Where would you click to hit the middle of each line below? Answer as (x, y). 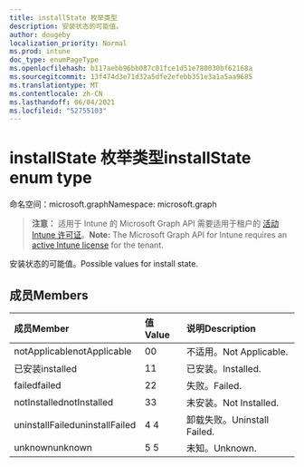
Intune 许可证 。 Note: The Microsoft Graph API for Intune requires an (159, 235)
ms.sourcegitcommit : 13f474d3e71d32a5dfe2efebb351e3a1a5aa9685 (131, 77)
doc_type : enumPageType (54, 60)
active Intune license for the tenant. (98, 245)
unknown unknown (53, 448)
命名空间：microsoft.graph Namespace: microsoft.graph (113, 204)
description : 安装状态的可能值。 (66, 26)
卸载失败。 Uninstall (228, 420)
